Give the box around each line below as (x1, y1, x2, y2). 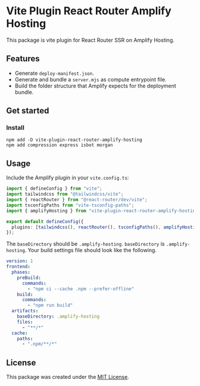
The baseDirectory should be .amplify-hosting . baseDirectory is (6, 240, 165, 247)
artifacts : (11, 308, 39, 314)
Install (6, 124, 25, 132)
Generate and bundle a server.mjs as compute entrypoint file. (14, 76, 167, 83)
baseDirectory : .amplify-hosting (17, 313, 100, 319)
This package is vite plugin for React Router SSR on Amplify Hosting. (6, 36, 174, 43)
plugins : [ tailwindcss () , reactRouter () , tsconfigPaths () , (11, 224, 161, 230)
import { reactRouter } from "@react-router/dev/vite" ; (6, 197, 148, 203)
